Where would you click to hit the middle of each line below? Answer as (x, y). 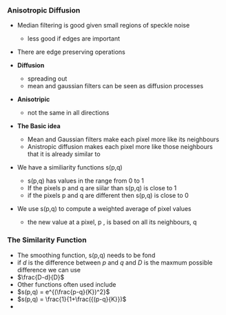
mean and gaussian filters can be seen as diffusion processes (115, 86)
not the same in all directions (68, 113)
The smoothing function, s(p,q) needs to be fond (86, 255)
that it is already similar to (64, 154)
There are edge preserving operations (71, 52)
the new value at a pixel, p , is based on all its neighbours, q (112, 222)
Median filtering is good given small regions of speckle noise (103, 26)
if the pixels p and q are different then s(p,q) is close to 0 (108, 196)
